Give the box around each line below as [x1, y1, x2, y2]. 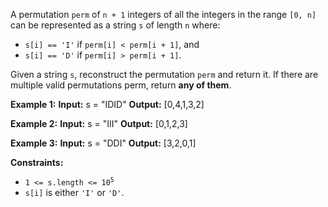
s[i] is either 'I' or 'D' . [24, 187, 125, 198]
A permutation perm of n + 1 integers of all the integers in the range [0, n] [10, 9, 317, 20]
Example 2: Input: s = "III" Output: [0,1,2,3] [10, 118, 188, 129]
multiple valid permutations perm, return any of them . [10, 79, 232, 91]
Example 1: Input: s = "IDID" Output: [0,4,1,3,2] [10, 99, 205, 110]
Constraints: [10, 157, 64, 168]
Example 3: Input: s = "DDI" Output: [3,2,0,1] [10, 137, 197, 149]
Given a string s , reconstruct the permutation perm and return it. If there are [10, 69, 319, 80]
